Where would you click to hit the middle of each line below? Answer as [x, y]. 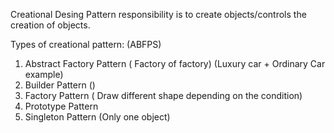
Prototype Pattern [61, 106]
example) [44, 74]
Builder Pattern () [60, 85]
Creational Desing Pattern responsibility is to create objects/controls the [158, 14]
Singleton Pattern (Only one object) [97, 117]
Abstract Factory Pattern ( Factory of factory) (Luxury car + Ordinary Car [175, 63]
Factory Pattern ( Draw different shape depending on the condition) [163, 95]
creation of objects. [50, 25]
